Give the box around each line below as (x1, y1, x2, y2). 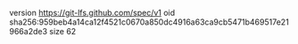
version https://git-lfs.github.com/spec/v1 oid (9, 8, 176, 18)
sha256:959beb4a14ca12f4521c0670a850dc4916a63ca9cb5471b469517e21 (9, 17, 290, 27)
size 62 (48, 26, 77, 36)
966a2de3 (9, 26, 47, 36)
